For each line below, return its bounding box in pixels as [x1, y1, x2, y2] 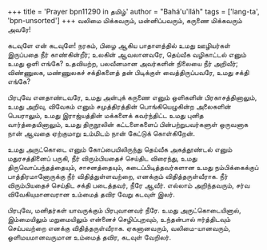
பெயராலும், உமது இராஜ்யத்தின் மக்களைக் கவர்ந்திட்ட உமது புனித [7, 111, 205, 120]
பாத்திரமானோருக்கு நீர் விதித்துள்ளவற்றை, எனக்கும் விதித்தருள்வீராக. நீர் [7, 172, 229, 181]
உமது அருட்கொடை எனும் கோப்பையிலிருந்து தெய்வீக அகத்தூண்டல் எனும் [7, 145, 233, 154]
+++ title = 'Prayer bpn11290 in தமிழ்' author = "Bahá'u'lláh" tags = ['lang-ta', [7, 7, 260, 16]
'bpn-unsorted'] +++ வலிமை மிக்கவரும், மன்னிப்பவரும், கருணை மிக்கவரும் [7, 16, 243, 25]
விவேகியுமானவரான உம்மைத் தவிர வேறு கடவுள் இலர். [7, 189, 175, 199]
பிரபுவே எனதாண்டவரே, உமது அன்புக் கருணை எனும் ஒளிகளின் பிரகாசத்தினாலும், [7, 93, 257, 102]
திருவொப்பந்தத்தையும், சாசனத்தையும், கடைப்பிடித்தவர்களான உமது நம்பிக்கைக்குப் [7, 163, 259, 172]
